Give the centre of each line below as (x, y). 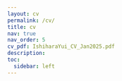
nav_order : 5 (26, 40)
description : (26, 54)
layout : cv (23, 14)
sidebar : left (34, 66)
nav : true (22, 33)
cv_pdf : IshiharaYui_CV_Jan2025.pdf (61, 46)
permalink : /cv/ (31, 20)
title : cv (22, 27)
